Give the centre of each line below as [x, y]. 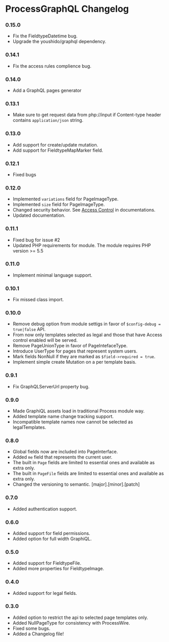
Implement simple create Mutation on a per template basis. [75, 362]
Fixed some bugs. [31, 628]
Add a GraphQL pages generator [47, 91]
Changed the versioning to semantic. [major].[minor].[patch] [76, 484]
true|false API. [29, 329]
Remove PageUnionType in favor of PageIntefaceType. [70, 346]
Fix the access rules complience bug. [52, 66]
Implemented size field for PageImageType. [59, 204]
